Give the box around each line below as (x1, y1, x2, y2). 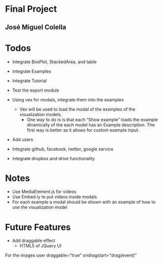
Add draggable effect (12, 238, 55, 243)
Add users (12, 136, 33, 143)
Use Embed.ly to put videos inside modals (12, 194, 97, 200)
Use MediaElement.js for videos (12, 189, 77, 194)
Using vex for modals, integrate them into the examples (12, 96, 124, 102)
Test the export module (12, 87, 60, 93)
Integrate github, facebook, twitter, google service (12, 146, 114, 152)
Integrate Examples (12, 68, 51, 74)
